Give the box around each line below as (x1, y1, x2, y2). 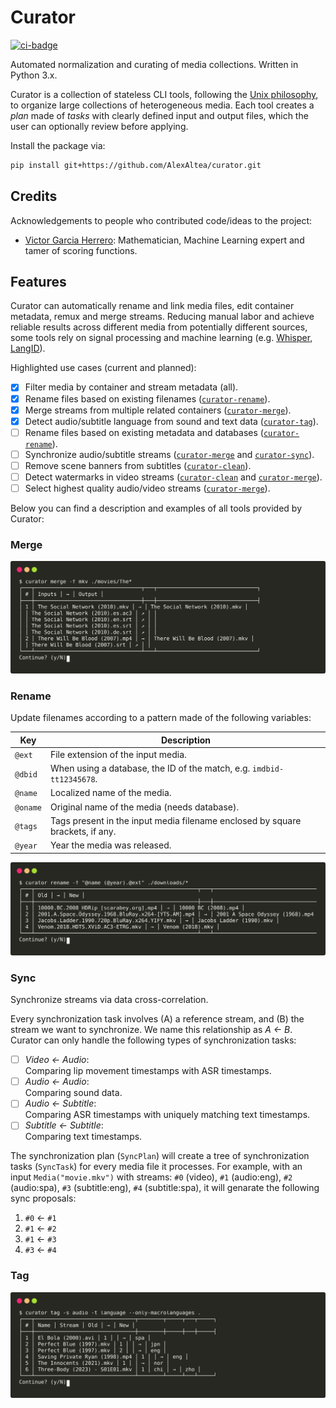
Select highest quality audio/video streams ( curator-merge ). (24, 482, 271, 494)
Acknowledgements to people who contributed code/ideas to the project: (10, 214, 313, 226)
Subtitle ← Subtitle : (24, 1119, 104, 1131)
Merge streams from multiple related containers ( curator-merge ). (24, 404, 292, 416)
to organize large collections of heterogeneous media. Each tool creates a (10, 99, 315, 111)
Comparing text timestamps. (24, 1131, 143, 1143)
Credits (10, 188, 58, 205)
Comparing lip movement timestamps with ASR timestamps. (24, 1065, 272, 1077)
